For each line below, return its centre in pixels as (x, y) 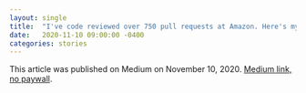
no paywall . (31, 79)
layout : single (38, 18)
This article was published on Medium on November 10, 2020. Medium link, (151, 69)
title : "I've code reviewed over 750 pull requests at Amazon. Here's (148, 26)
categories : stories (49, 43)
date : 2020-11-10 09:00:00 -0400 (77, 35)
